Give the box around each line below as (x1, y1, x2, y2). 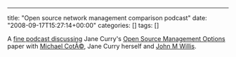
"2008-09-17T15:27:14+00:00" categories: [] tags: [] (7, 22, 159, 29)
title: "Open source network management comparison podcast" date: (7, 14, 207, 22)
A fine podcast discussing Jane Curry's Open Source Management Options (7, 35, 226, 42)
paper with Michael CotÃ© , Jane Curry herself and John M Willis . (7, 42, 197, 50)
